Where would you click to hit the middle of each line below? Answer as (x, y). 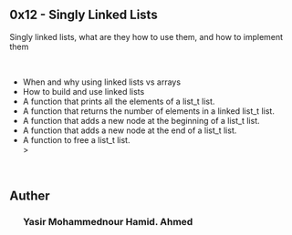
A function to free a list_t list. (76, 139)
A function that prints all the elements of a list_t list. (119, 101)
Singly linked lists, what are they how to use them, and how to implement (146, 36)
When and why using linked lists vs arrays (101, 82)
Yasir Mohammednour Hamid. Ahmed (108, 222)
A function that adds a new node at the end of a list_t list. (130, 130)
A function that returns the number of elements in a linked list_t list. (149, 111)
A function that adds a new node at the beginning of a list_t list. (141, 120)
